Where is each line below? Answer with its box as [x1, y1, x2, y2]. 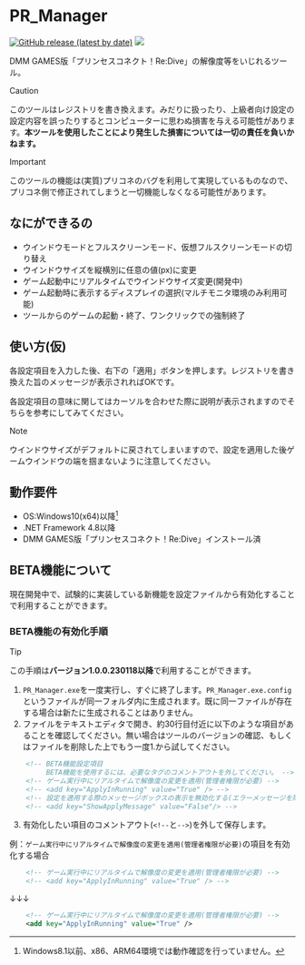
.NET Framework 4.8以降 [22, 523, 116, 533]
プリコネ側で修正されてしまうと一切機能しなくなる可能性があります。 [9, 186, 271, 197]
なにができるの [9, 216, 93, 231]
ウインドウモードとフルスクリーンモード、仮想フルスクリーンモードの [22, 241, 284, 252]
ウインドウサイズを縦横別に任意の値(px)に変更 [22, 264, 197, 275]
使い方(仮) [9, 339, 66, 355]
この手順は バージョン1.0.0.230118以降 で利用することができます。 [9, 665, 257, 676]
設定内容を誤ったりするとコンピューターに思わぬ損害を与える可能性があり [9, 115, 288, 126]
